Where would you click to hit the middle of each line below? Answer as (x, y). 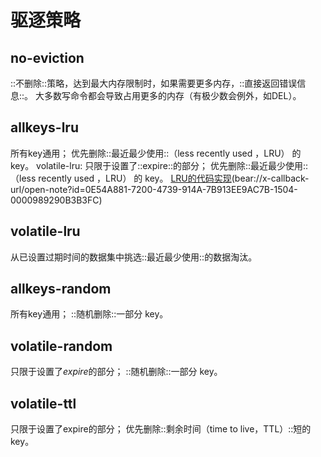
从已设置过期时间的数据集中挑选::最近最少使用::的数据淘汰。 (134, 257)
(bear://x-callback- (270, 178)
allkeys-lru (44, 127)
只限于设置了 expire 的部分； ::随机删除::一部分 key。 (116, 372)
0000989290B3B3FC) (56, 200)
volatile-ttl (43, 403)
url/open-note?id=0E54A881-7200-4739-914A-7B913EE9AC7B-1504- (154, 189)
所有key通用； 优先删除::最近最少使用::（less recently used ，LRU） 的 (156, 153)
